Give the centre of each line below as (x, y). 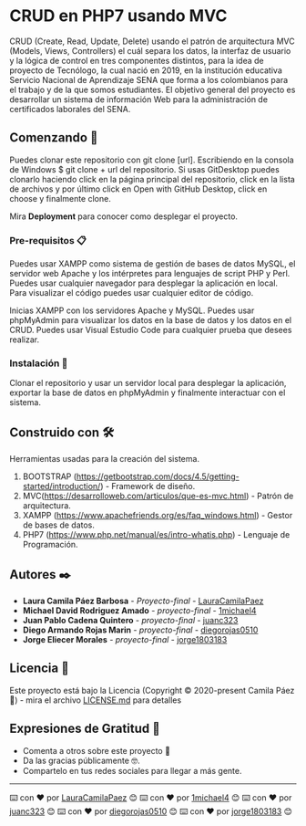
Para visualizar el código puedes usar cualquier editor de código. (132, 293)
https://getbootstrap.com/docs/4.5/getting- (158, 476)
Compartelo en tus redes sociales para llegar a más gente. (132, 770)
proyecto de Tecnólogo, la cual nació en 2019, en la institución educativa (146, 70)
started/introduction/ (61, 486)
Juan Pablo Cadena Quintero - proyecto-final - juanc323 (130, 620)
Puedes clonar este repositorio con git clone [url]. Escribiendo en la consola (152, 160)
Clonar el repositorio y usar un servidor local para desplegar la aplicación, (148, 383)
